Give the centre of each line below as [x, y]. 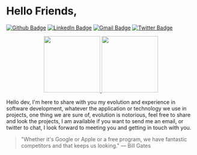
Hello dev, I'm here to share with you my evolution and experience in [91, 102]
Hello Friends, [42, 11]
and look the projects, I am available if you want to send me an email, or [95, 121]
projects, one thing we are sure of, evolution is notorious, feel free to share [98, 115]
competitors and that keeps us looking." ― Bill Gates [86, 145]
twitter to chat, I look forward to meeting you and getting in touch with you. [99, 127]
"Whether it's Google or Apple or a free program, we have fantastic [104, 139]
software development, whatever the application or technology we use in [96, 108]
